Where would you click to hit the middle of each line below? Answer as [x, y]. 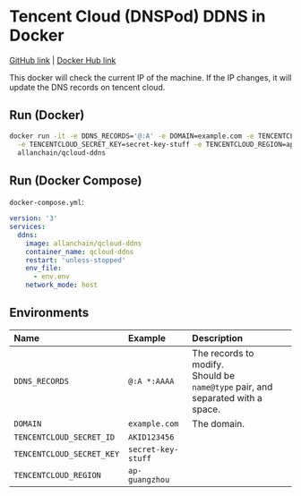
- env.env [51, 277]
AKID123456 [151, 437]
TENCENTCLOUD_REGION [57, 475]
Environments [49, 313]
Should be [214, 375]
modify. [208, 364]
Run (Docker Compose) [76, 180]
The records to [223, 353]
